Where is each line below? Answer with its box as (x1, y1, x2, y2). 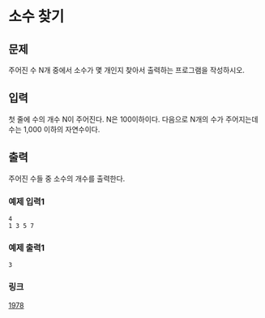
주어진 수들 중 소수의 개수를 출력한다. (8, 174, 126, 183)
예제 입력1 (8, 196, 45, 207)
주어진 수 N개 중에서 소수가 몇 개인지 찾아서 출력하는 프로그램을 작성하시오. (8, 66, 246, 75)
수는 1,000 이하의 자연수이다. (8, 124, 100, 134)
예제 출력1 (8, 242, 45, 253)
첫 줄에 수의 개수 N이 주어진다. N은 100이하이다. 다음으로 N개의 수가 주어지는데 (8, 114, 259, 124)
